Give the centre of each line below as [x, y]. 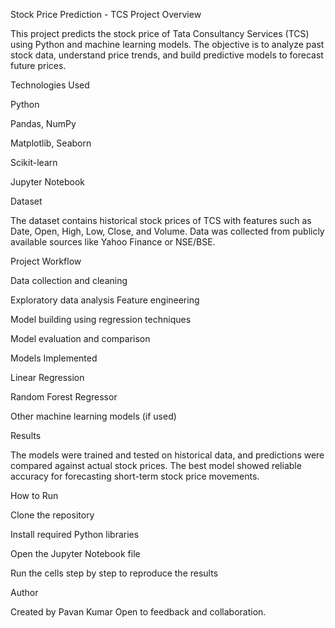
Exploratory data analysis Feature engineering [105, 300]
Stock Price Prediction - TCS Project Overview [106, 14]
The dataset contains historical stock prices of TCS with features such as [161, 220]
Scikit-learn [34, 162]
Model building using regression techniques [101, 319]
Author [24, 592]
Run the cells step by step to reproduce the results [114, 573]
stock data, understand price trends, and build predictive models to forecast [167, 55]
